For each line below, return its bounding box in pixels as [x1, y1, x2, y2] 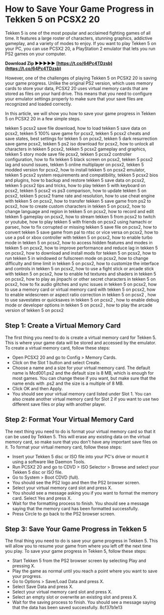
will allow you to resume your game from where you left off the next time [5, 543, 152, 549]
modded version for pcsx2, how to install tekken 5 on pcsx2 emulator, [5, 166, 146, 172]
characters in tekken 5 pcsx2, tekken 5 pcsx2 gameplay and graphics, [5, 146, 147, 152]
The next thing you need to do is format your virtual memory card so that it [5, 428, 156, 434]
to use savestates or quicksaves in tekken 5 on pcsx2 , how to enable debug [5, 297, 159, 303]
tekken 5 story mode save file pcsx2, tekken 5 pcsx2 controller [5, 151, 132, 157]
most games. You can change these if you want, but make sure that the [12, 375, 156, 381]
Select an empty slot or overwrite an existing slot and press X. [12, 594, 138, 600]
